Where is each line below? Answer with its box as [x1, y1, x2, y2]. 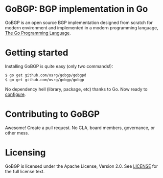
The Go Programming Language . [5, 30, 71, 36]
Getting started [5, 47, 69, 58]
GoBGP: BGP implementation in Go [5, 3, 148, 15]
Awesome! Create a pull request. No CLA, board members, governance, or [5, 125, 155, 131]
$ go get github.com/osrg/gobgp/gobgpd [5, 72, 87, 78]
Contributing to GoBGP [5, 109, 100, 119]
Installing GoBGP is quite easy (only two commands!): [5, 63, 114, 69]
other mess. [5, 130, 29, 135]
